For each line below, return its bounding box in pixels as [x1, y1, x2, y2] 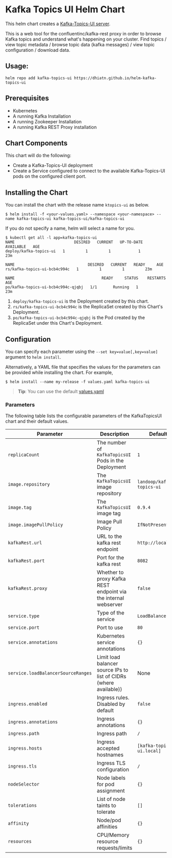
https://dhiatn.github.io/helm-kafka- [74, 76, 157, 81]
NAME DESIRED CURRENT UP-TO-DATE [5, 240, 143, 245]
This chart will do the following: [5, 153, 72, 159]
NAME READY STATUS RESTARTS [5, 276, 166, 281]
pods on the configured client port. [12, 173, 87, 179]
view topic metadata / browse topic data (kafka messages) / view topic [5, 41, 155, 47]
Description [99, 431, 130, 438]
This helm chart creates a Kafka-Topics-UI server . [5, 21, 111, 27]
